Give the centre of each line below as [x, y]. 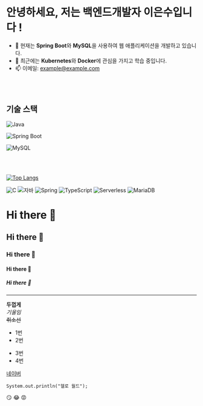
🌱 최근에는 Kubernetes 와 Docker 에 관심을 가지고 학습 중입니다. [91, 61]
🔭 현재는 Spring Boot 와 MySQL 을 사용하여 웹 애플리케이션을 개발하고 [98, 45]
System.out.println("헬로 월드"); [47, 386]
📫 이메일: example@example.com [57, 68]
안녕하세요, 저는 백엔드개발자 [74, 12]
